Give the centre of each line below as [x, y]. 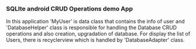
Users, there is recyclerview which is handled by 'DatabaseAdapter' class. [95, 40]
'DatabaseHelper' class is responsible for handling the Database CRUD [92, 27]
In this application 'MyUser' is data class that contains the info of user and [96, 22]
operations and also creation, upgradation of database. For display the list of [98, 34]
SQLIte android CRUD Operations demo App [70, 9]
